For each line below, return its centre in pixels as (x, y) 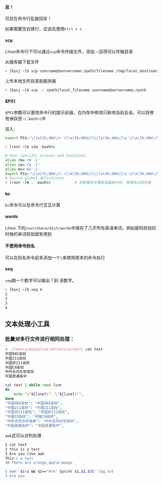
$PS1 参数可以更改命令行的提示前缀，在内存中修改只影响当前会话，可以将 (77, 113)
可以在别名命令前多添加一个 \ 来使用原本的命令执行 (55, 258)
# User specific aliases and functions (45, 156)
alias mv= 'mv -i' (23, 169)
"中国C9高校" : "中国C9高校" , (32, 417)
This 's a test (19, 458)
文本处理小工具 (27, 324)
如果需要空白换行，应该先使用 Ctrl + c (44, 29)
